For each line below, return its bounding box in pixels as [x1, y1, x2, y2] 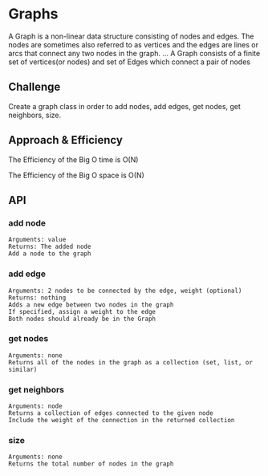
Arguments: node [8, 402, 63, 410]
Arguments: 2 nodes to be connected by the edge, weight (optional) [8, 287, 242, 295]
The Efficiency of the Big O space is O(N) [8, 170, 144, 180]
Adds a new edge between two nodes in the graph [8, 300, 174, 309]
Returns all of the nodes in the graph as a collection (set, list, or [8, 358, 253, 366]
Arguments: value [8, 236, 67, 244]
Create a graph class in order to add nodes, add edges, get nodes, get [8, 101, 241, 111]
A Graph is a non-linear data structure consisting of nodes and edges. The [8, 31, 254, 41]
